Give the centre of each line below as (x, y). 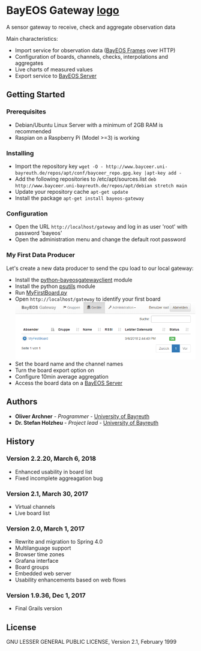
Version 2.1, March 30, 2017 (47, 494)
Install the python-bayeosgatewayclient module (73, 280)
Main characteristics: (32, 38)
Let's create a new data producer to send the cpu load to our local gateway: (100, 268)
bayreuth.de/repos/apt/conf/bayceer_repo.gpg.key (78, 173)
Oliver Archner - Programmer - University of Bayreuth (82, 416)
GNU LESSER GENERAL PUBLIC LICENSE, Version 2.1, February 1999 (91, 642)
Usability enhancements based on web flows (70, 580)
